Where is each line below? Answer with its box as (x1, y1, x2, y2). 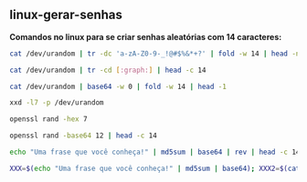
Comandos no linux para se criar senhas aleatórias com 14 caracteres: (9, 31, 282, 42)
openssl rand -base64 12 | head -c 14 (9, 131, 157, 140)
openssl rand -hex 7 (9, 115, 89, 124)
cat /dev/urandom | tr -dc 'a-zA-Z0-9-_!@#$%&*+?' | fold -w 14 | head (9, 49, 288, 58)
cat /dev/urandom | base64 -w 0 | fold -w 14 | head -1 (9, 82, 227, 91)
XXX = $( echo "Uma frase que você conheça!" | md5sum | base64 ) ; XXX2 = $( (9, 164, 288, 173)
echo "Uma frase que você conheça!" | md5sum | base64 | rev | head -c (9, 147, 289, 157)
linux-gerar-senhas (9, 7, 123, 23)
